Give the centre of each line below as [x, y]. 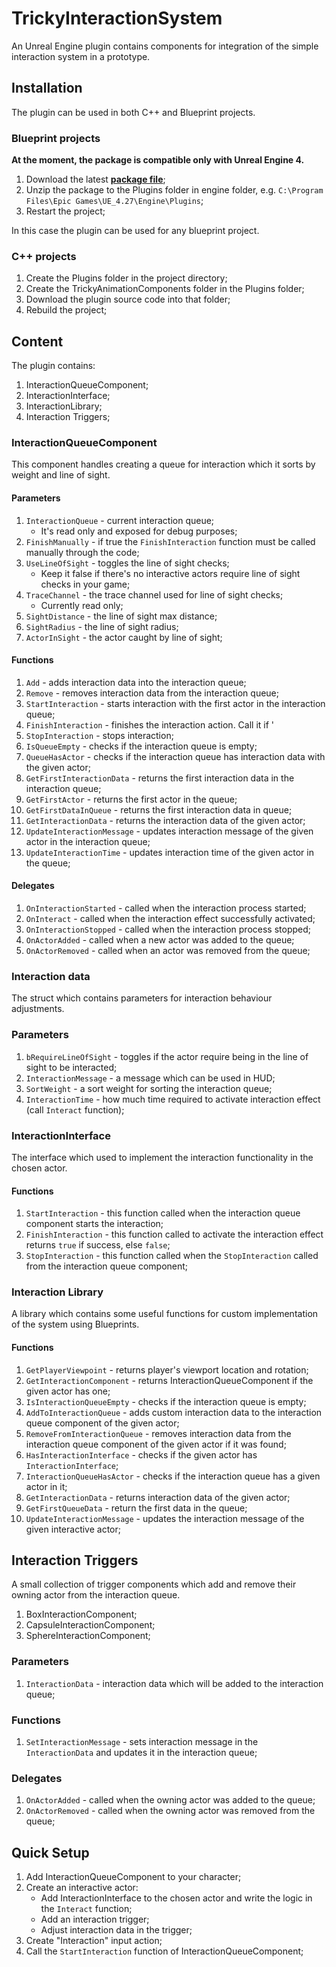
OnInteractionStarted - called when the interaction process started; [166, 908]
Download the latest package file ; [95, 179]
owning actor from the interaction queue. [96, 1595]
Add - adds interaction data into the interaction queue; [136, 682]
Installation [47, 88]
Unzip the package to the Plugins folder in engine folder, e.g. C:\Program [174, 190]
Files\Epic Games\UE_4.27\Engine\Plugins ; [114, 201]
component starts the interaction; [94, 1224]
